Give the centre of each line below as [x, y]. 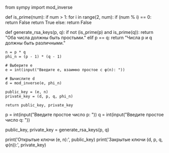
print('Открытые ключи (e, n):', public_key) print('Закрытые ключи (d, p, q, [84, 139]
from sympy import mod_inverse [39, 7]
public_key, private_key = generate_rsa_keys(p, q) [57, 130]
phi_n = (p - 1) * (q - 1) [34, 57]
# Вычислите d [20, 79]
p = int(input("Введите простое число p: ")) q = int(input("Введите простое [84, 115]
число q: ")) [18, 120]
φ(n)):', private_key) [26, 145]
